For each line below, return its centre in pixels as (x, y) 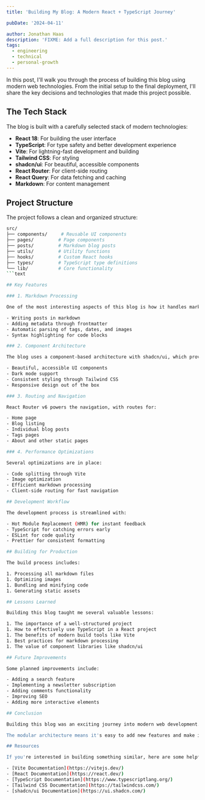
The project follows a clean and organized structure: (72, 218)
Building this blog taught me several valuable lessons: (80, 613)
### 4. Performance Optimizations (50, 452)
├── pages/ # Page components (56, 240)
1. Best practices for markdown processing (63, 641)
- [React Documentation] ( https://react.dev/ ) (65, 774)
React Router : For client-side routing (61, 171)
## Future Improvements (37, 657)
